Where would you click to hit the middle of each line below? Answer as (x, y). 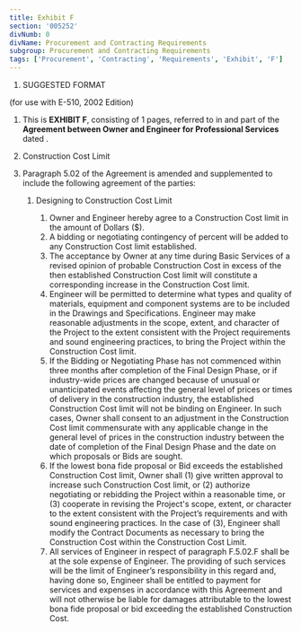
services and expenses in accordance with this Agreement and (166, 590)
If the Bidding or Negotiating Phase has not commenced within (165, 361)
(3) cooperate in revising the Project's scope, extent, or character (170, 504)
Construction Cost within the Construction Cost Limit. (148, 542)
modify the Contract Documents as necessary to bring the (157, 532)
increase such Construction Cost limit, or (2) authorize (150, 485)
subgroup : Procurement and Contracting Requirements (110, 51)
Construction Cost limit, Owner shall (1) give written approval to (166, 475)
